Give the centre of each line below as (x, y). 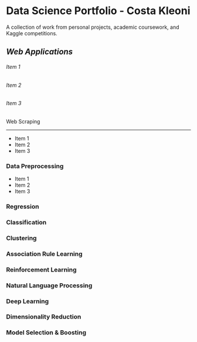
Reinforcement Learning (42, 270)
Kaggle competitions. (32, 33)
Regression (23, 206)
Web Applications (40, 52)
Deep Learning (28, 301)
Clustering (21, 238)
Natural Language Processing (49, 285)
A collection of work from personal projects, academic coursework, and (93, 27)
